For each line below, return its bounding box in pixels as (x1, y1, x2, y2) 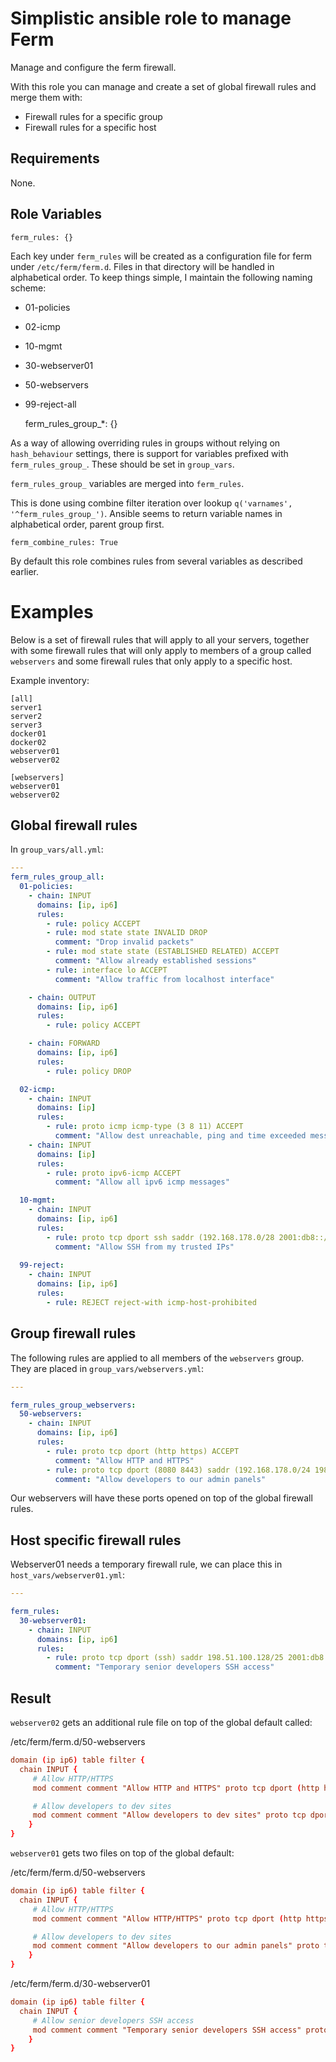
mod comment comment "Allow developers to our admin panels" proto (32, 1941, 320, 1951)
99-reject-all (24, 398, 77, 410)
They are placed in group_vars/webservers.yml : (10, 1362, 205, 1374)
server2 (10, 711, 43, 721)
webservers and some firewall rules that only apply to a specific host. (10, 655, 293, 667)
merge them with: (10, 91, 83, 103)
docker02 (10, 737, 47, 747)
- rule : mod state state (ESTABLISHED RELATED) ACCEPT (46, 947, 280, 957)
